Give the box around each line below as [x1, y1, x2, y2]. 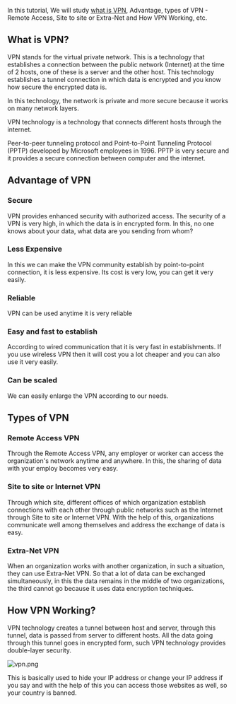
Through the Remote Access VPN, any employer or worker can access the [7, 449, 224, 458]
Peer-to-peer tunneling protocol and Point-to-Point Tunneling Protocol [7, 139, 212, 147]
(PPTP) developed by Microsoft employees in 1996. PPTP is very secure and [7, 146, 230, 155]
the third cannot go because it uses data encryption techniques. [7, 584, 194, 592]
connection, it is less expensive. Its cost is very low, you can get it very [7, 268, 214, 276]
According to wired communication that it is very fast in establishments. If [7, 343, 222, 351]
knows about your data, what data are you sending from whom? [7, 226, 194, 235]
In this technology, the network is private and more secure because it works [7, 96, 228, 105]
